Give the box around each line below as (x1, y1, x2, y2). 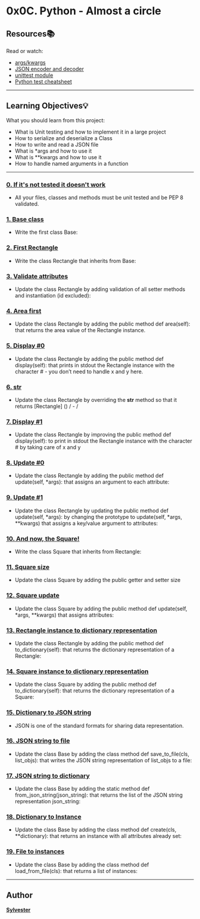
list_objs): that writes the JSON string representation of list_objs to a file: (14, 756, 192, 764)
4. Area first (6, 307, 42, 315)
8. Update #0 (6, 459, 45, 467)
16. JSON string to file (6, 737, 70, 745)
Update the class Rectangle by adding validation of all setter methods (14, 286, 186, 293)
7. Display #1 (6, 417, 43, 426)
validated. (14, 200, 39, 208)
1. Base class (6, 215, 44, 224)
